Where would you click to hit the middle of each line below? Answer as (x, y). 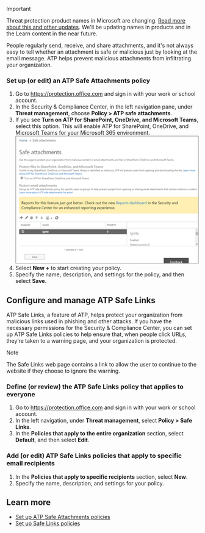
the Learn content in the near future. (52, 34)
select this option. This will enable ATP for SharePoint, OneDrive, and (102, 126)
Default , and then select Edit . (52, 440)
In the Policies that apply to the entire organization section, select (99, 434)
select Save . (31, 281)
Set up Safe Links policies (48, 523)
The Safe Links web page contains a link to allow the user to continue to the (102, 364)
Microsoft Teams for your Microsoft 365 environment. (83, 133)
